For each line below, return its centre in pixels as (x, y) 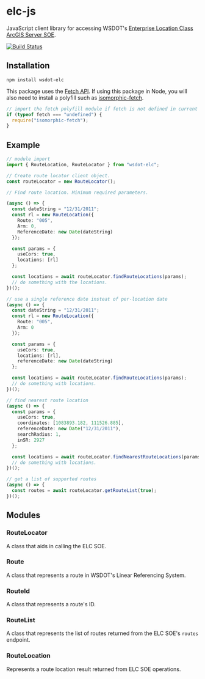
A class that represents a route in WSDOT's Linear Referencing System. (96, 575)
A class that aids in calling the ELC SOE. (56, 546)
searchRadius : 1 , (39, 435)
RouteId (18, 591)
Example (23, 145)
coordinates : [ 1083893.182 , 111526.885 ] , (70, 423)
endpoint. (18, 640)
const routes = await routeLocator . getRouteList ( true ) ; (84, 491)
